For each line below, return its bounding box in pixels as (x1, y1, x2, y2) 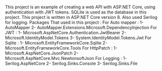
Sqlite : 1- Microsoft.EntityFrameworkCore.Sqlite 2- (5, 40, 107, 45)
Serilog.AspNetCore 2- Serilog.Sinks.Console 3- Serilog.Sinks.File (5, 60, 138, 66)
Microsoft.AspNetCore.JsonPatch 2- (5, 50, 79, 56)
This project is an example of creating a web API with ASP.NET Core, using (5, 4, 156, 10)
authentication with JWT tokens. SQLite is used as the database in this (5, 9, 147, 15)
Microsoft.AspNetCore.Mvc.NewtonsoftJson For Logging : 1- (5, 56, 127, 61)
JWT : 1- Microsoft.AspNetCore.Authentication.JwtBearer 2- (5, 30, 126, 35)
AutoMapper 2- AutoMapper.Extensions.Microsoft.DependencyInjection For (5, 25, 157, 30)
